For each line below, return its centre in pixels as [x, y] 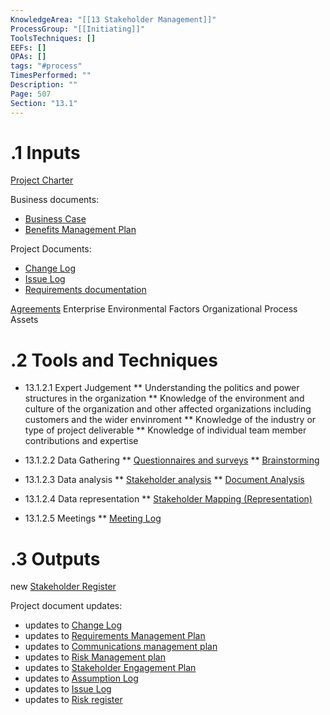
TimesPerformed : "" [51, 76]
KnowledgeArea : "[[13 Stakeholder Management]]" [113, 19]
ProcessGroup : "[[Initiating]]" [77, 29]
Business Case [55, 219]
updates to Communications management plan [121, 647]
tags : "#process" [46, 66]
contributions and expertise [81, 441]
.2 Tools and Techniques [114, 360]
